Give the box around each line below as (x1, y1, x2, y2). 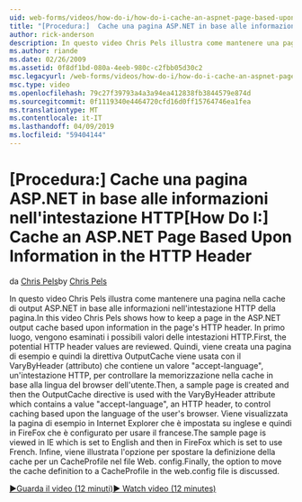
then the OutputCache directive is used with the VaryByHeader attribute (9, 388, 276, 399)
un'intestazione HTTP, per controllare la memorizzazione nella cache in (9, 370, 274, 380)
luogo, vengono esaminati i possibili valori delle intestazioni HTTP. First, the (9, 331, 287, 342)
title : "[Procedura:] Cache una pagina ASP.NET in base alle (9, 22, 247, 31)
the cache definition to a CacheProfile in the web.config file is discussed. (9, 465, 280, 476)
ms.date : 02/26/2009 (9, 55, 87, 64)
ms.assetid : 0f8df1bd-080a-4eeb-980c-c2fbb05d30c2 (9, 64, 203, 73)
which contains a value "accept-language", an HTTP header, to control (9, 398, 271, 409)
